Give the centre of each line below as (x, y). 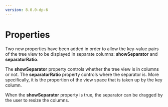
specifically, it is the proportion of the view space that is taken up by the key (84, 80)
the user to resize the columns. (37, 100)
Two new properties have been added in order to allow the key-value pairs (82, 49)
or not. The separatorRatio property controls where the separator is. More (82, 74)
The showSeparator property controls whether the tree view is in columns (82, 69)
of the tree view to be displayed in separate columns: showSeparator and (81, 54)
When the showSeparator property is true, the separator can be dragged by (84, 95)
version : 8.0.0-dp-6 (27, 10)
